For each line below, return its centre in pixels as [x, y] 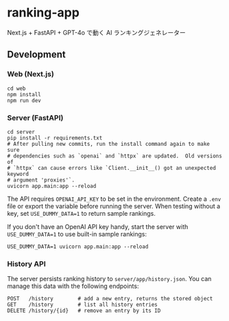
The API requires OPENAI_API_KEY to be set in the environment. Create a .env [114, 199]
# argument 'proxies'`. [41, 180]
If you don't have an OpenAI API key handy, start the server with [98, 226]
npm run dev [24, 100]
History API [26, 264]
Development [37, 55]
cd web [16, 88]
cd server [21, 132]
